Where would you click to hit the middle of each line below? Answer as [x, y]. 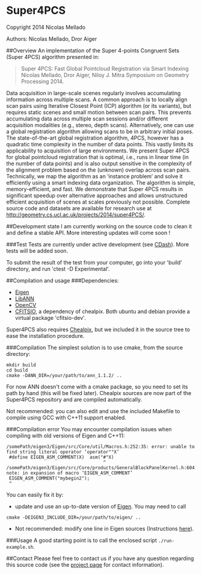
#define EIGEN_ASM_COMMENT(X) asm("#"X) [61, 457]
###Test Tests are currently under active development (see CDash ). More [98, 244]
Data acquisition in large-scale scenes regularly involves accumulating [93, 93]
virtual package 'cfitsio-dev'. [50, 317]
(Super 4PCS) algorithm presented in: [53, 57]
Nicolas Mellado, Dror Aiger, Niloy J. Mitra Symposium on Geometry [105, 75]
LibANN [24, 298]
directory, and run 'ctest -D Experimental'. [58, 269]
